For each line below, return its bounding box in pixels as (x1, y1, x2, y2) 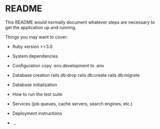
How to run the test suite (12, 91, 63, 97)
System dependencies (12, 53, 58, 59)
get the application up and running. (5, 24, 77, 30)
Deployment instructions (12, 110, 63, 116)
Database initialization (12, 82, 58, 88)
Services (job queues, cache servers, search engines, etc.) (12, 100, 133, 106)
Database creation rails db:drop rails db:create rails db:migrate (12, 72, 140, 78)
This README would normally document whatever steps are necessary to (5, 19, 155, 25)
